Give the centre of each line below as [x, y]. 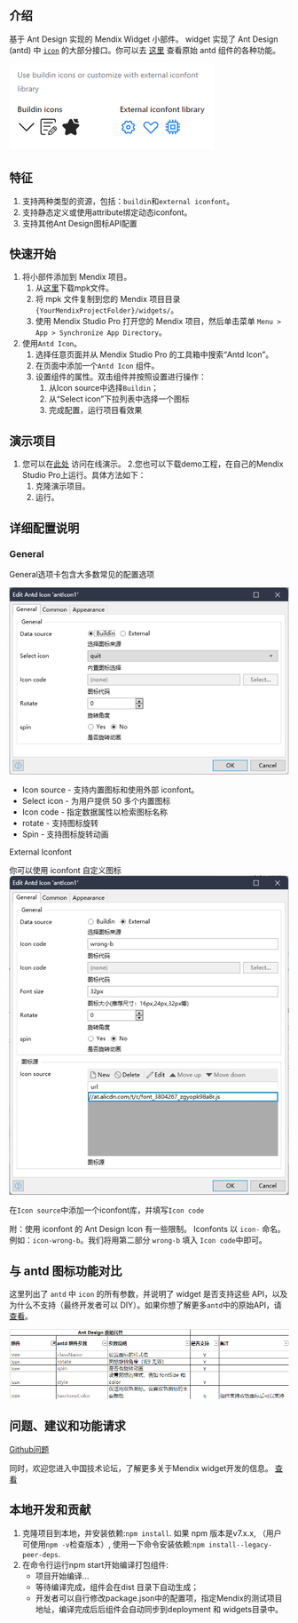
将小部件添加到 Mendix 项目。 [77, 277]
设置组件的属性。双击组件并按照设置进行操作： [121, 377]
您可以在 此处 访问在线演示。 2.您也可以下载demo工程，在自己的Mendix [153, 464]
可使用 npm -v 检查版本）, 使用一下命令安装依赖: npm [114, 1544]
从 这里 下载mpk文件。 [74, 288]
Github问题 [29, 1449]
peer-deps [40, 1555]
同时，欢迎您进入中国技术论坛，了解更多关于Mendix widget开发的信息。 [141, 1468]
